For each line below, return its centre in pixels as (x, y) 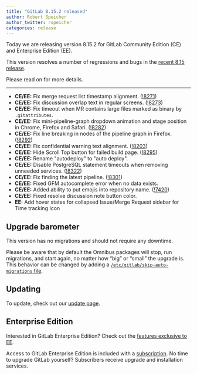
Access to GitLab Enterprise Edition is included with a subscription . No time (97, 353)
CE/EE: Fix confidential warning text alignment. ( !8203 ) (81, 146)
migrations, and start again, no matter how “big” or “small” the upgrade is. (95, 259)
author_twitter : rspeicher (39, 22)
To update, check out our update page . (53, 303)
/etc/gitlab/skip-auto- (140, 265)
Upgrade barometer (43, 227)
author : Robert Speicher (36, 17)
